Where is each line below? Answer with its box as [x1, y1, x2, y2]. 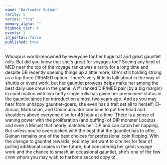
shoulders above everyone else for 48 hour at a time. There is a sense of [5, 112, 155, 118]
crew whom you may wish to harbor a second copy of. [5, 154, 117, 160]
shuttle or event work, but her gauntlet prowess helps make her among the [5, 80, 159, 86]
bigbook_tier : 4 [5, 26, 39, 31]
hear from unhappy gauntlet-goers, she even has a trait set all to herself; [5, 101, 155, 107]
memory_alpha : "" [5, 21, 41, 26]
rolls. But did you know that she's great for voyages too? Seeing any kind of [5, 58, 161, 65]
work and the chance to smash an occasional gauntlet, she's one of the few [5, 149, 161, 155]
